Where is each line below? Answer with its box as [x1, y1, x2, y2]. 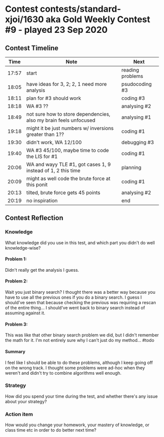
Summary [5, 348, 25, 354]
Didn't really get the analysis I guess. [5, 267, 80, 273]
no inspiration [26, 197, 58, 204]
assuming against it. [5, 310, 45, 316]
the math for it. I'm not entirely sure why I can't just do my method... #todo [5, 337, 155, 343]
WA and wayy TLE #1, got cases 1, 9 [26, 161, 111, 168]
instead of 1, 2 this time [26, 167, 81, 174]
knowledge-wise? [5, 245, 41, 251]
